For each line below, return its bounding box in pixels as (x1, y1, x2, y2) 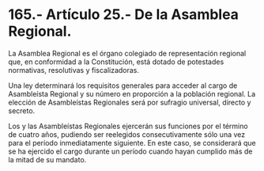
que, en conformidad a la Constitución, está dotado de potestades (8, 57, 224, 66)
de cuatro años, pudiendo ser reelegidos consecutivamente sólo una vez (8, 129, 246, 139)
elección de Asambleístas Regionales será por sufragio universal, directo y (8, 97, 251, 107)
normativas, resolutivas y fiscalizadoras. (8, 65, 140, 74)
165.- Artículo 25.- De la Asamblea (8, 6, 239, 24)
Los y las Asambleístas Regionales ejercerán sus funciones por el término (8, 121, 248, 131)
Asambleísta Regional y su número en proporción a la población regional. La (8, 89, 256, 98)
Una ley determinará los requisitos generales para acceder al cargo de (8, 81, 238, 90)
